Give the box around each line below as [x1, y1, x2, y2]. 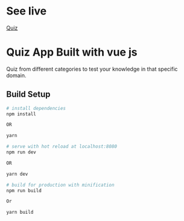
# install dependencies [6, 105, 66, 111]
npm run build [6, 187, 42, 194]
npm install [6, 110, 36, 117]
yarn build [6, 210, 34, 216]
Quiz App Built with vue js [6, 45, 138, 59]
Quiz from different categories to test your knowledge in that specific [6, 65, 178, 72]
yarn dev [6, 171, 28, 177]
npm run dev [6, 149, 36, 155]
